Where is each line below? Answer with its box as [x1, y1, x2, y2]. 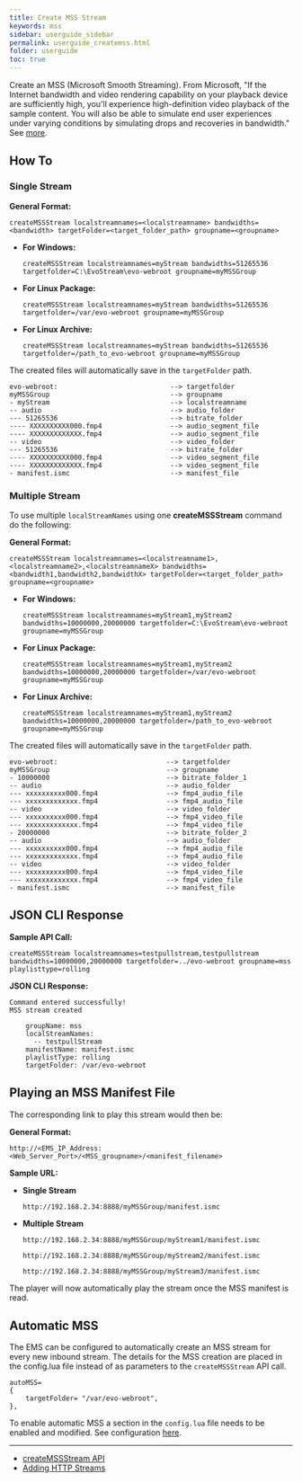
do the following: [9, 519, 72, 530]
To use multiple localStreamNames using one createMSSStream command [9, 510, 282, 520]
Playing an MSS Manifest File [9, 1085, 175, 1101]
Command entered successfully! [9, 998, 127, 1007]
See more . [9, 128, 48, 138]
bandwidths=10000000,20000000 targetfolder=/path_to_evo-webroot [22, 716, 272, 725]
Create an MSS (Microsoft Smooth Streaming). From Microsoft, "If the [9, 80, 267, 90]
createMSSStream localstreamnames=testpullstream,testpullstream [9, 949, 259, 958]
